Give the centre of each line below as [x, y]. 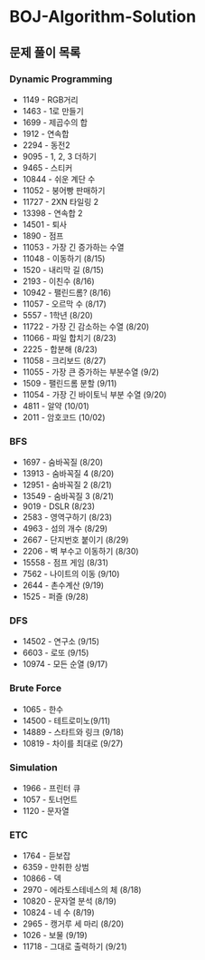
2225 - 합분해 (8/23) [60, 349]
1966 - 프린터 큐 [51, 789]
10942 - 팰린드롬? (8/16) [66, 292]
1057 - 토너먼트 [50, 799]
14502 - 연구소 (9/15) [61, 642]
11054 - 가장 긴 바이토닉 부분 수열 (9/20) [94, 394]
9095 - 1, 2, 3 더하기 [60, 156]
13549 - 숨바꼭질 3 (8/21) [68, 496]
